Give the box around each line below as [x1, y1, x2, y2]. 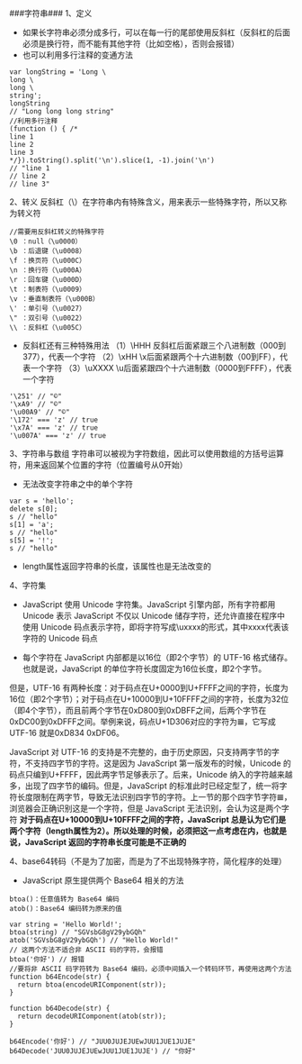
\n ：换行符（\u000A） [9, 266, 86, 275]
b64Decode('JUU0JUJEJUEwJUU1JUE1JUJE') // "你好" [9, 1047, 196, 1056]
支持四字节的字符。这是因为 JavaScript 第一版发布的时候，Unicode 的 [32, 758, 292, 768]
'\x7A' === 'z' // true [9, 423, 99, 432]
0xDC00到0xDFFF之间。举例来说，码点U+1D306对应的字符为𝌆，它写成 [9, 716, 277, 727]
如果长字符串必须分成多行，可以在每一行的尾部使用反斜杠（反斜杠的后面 [22, 27, 290, 38]
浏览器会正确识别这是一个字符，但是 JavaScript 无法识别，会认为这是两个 [9, 803, 282, 814]
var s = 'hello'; [9, 496, 75, 505]
